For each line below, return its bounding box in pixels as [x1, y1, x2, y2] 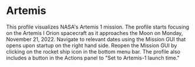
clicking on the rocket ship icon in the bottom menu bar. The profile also [6, 48, 181, 55]
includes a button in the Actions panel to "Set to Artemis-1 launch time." [6, 54, 180, 61]
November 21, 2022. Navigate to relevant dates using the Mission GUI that [6, 36, 186, 43]
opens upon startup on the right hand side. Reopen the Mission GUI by [6, 42, 177, 49]
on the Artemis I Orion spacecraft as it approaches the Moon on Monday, [6, 29, 183, 36]
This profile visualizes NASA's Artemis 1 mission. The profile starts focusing [6, 23, 190, 30]
